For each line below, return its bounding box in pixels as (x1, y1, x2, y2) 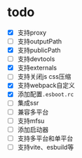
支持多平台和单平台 (17, 134, 74, 143)
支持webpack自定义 (17, 81, 75, 90)
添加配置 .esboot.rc (17, 90, 74, 98)
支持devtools (17, 55, 55, 63)
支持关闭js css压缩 (17, 72, 71, 81)
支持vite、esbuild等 (17, 143, 74, 151)
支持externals (17, 64, 57, 72)
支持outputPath (17, 37, 62, 46)
